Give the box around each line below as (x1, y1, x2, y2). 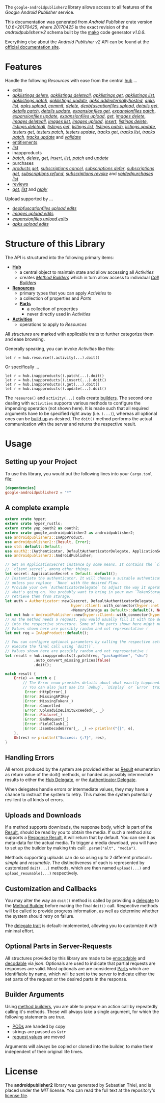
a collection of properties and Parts (19, 295, 91, 301)
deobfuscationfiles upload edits (12, 205, 77, 211)
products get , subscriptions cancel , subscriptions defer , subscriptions (12, 165, 155, 171)
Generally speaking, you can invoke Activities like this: (5, 346, 115, 351)
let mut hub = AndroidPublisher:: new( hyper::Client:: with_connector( (5, 612, 151, 617)
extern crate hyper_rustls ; (5, 521, 63, 526)
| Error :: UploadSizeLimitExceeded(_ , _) (23, 708, 105, 713)
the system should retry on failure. (5, 913, 75, 919)
